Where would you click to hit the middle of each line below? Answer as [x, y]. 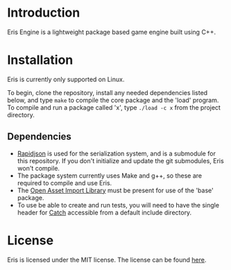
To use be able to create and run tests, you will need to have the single [118, 205]
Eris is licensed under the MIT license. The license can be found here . [107, 260]
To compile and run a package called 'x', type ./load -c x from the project [114, 107]
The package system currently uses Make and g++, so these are [110, 176]
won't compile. [38, 168]
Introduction [44, 13]
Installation [40, 60]
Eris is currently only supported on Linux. [66, 79]
